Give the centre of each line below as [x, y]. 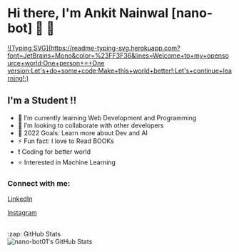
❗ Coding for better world [54, 152]
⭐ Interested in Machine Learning [67, 162]
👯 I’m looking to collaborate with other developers [91, 125]
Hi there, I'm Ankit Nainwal [88, 13]
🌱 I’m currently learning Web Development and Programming [107, 117]
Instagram [22, 213]
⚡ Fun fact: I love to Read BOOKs [66, 141]
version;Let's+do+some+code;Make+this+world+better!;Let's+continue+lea [119, 70]
